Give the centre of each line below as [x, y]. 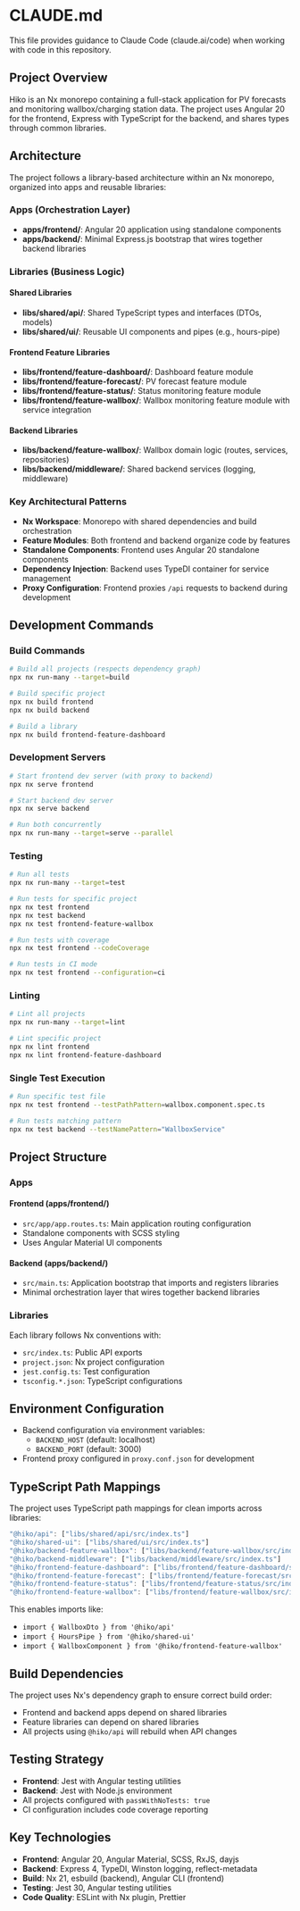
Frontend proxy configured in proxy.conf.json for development [138, 1459]
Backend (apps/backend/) [59, 1263]
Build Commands [47, 651]
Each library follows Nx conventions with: [85, 1335]
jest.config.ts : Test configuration [86, 1371]
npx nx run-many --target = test [67, 883]
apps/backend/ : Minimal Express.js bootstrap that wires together [142, 238]
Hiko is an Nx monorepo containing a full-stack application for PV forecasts [148, 99]
